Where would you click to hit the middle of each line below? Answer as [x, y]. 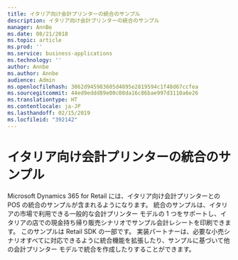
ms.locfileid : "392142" [43, 119]
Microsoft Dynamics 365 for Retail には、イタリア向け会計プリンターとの [114, 195]
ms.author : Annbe [33, 73]
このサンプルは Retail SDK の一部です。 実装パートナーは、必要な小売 [123, 231]
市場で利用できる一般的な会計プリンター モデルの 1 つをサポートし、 [120, 213]
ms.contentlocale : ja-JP [44, 107]
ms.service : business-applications [60, 54]
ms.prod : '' [25, 47]
